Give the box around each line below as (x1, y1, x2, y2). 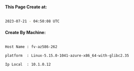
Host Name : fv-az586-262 (5, 44, 57, 50)
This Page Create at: (5, 4, 47, 10)
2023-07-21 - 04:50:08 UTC (5, 19, 60, 24)
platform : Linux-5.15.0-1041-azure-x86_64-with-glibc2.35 (5, 53, 130, 58)
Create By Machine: (5, 29, 46, 35)
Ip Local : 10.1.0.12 (5, 62, 51, 67)
